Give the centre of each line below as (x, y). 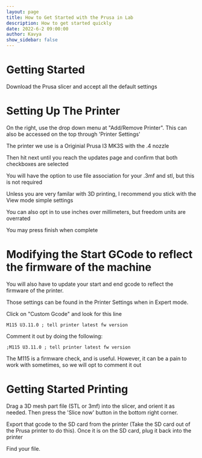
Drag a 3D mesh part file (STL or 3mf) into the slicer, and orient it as (90, 406)
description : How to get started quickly (59, 23)
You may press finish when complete (52, 230)
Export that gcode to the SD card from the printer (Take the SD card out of (99, 424)
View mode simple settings (40, 200)
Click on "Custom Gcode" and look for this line (64, 314)
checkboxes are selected (37, 164)
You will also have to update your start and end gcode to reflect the (90, 284)
